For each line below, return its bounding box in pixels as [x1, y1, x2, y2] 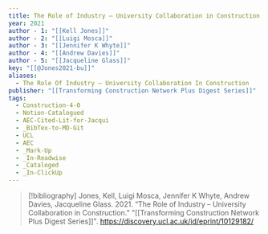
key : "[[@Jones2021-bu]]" [8, 64, 95, 72]
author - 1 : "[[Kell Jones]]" [8, 27, 110, 35]
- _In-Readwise [15, 154, 67, 162]
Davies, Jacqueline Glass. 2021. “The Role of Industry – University [27, 199, 246, 209]
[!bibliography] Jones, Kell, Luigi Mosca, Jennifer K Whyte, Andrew [27, 191, 250, 200]
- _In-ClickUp [15, 169, 63, 177]
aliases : [8, 72, 38, 80]
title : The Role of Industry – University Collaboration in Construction [8, 11, 261, 20]
